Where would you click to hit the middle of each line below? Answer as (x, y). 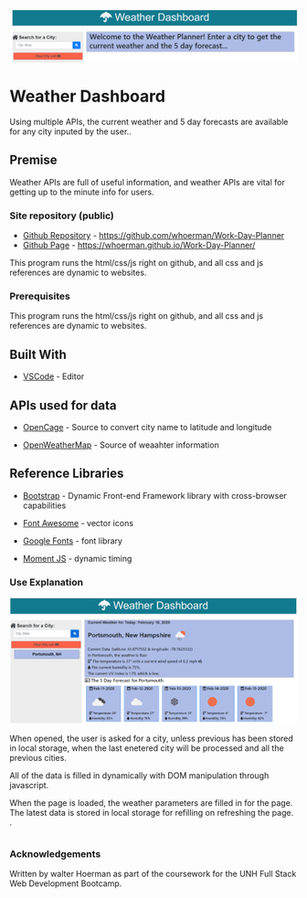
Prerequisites (40, 296)
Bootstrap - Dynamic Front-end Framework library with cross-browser (155, 495)
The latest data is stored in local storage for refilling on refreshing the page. (152, 812)
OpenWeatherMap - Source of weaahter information (121, 445)
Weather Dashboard (88, 96)
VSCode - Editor (53, 376)
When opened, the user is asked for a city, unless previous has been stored (152, 738)
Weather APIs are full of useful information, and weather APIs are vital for (147, 182)
